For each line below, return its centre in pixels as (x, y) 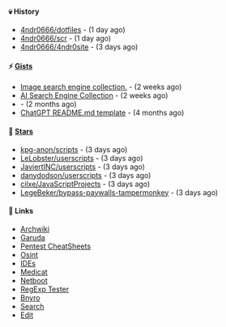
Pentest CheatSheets (55, 246)
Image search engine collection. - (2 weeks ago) (101, 87)
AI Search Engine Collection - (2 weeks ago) (94, 96)
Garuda (33, 237)
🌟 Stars (21, 131)
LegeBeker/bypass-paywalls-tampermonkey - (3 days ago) (119, 192)
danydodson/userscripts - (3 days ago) (85, 175)
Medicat (34, 272)
